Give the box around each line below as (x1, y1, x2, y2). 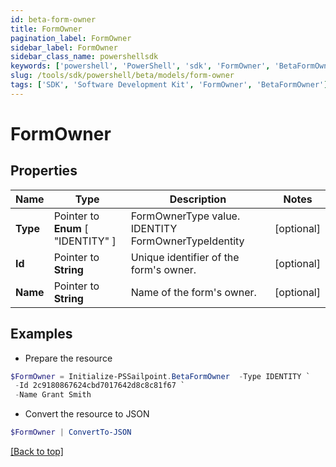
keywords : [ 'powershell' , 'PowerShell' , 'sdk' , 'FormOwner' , (10, 61, 271, 71)
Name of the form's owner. (130, 285, 257, 299)
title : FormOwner (10, 24, 83, 34)
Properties (10, 162, 78, 180)
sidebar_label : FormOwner (10, 42, 118, 53)
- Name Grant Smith (14, 390, 92, 400)
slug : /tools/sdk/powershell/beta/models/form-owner (10, 71, 235, 81)
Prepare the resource (24, 352, 113, 364)
